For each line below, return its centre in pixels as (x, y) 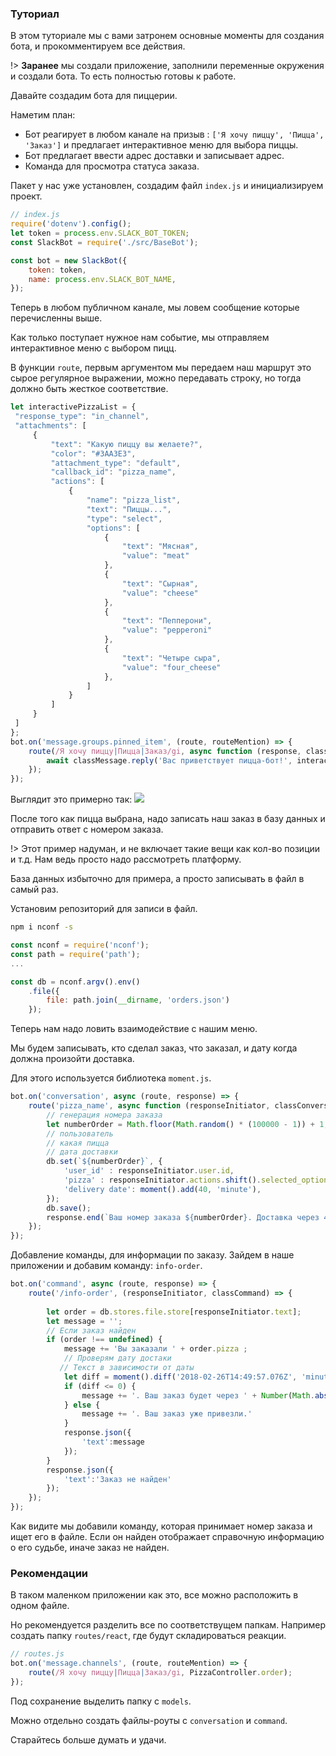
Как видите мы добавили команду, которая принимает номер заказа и (161, 1526)
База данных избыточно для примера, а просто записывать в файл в (157, 879)
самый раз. (34, 889)
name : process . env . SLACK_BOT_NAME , (102, 279)
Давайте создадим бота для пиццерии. (94, 96)
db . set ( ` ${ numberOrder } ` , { (104, 1162)
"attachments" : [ (50, 426)
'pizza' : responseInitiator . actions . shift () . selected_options (198, 1180)
